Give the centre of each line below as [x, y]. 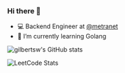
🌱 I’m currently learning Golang [61, 36]
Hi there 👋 [24, 11]
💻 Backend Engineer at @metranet [67, 26]
